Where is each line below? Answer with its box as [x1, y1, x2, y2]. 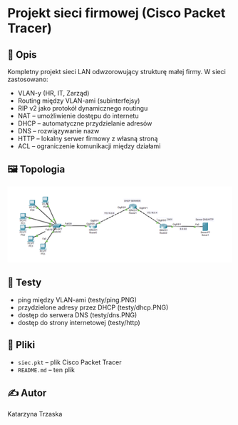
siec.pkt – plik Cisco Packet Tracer [17, 358, 122, 367]
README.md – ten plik [17, 365, 75, 374]
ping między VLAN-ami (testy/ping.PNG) [17, 295, 138, 304]
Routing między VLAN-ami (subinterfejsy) [17, 96, 140, 105]
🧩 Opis [7, 48, 37, 61]
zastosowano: [7, 75, 48, 83]
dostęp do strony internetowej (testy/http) [17, 318, 140, 327]
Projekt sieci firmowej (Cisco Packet [7, 5, 226, 21]
